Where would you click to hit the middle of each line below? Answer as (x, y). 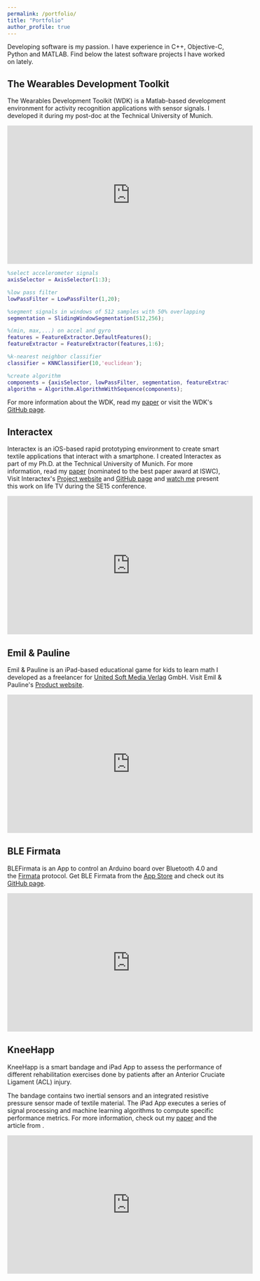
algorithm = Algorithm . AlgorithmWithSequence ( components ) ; (95, 389)
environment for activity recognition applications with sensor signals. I (109, 108)
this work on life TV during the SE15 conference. (77, 487)
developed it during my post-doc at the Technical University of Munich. (110, 116)
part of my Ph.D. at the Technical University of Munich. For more (100, 464)
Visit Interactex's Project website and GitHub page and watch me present (113, 479)
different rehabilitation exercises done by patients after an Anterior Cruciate (116, 1074)
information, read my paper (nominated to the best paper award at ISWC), (114, 471)
